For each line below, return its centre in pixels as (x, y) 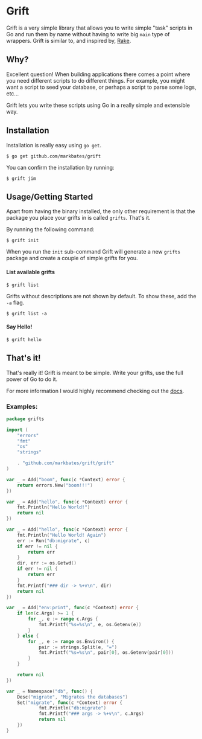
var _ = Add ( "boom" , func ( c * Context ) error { (66, 479)
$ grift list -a (27, 313)
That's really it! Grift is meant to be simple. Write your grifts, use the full (95, 373)
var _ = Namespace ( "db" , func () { (50, 691)
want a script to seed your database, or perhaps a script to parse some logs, (101, 87)
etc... (13, 93)
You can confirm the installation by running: (60, 167)
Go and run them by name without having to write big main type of (88, 34)
